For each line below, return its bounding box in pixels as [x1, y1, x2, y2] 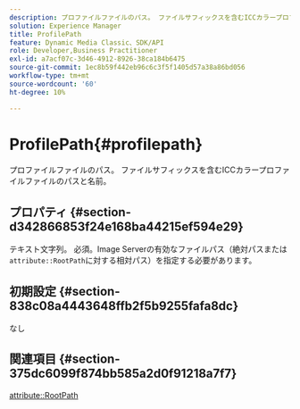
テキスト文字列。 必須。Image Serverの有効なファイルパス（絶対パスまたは [9, 244, 287, 255]
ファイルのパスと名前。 [24, 176, 112, 187]
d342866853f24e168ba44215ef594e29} [9, 219, 244, 234]
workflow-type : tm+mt [9, 71, 90, 80]
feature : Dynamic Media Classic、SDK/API [9, 38, 164, 47]
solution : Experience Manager [9, 21, 122, 30]
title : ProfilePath [9, 29, 82, 38]
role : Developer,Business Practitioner [9, 46, 158, 55]
